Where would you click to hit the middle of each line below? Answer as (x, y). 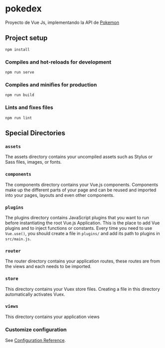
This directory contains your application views (52, 317)
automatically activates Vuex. (35, 294)
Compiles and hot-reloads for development (58, 62)
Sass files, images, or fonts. (34, 162)
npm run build (20, 95)
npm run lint (19, 118)
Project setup (27, 38)
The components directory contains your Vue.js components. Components (82, 184)
